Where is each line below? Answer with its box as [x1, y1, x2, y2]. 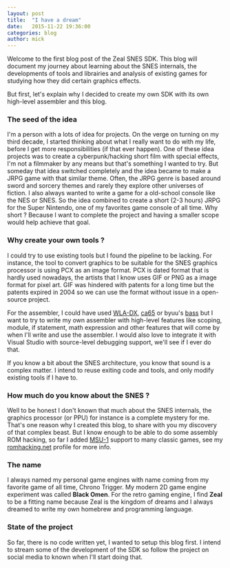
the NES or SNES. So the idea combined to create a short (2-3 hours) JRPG [7, 196, 221, 204]
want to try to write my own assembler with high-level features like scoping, [7, 315, 222, 324]
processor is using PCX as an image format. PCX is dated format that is [7, 266, 209, 274]
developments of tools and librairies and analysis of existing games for [7, 70, 208, 78]
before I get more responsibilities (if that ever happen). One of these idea [7, 145, 215, 153]
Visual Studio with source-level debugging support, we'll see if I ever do [7, 337, 211, 346]
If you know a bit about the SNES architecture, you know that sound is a [7, 358, 211, 366]
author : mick [7, 36, 45, 43]
